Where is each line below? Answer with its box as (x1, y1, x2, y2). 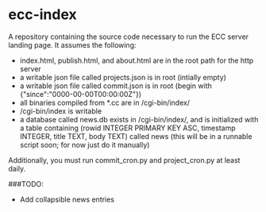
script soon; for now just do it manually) (19, 140, 150, 149)
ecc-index (8, 6, 77, 24)
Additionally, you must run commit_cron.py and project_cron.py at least (8, 155, 241, 164)
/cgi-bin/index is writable (19, 106, 102, 116)
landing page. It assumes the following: (8, 40, 137, 49)
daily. (8, 164, 26, 173)
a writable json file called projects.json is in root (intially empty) (19, 72, 226, 82)
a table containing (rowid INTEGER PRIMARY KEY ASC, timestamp (19, 123, 236, 133)
